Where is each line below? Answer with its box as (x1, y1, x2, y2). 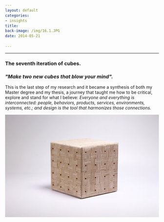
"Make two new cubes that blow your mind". (5, 73, 113, 80)
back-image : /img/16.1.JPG (5, 28, 60, 34)
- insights (5, 18, 27, 23)
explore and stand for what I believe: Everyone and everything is (5, 95, 135, 101)
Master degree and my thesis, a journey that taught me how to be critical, (5, 89, 153, 95)
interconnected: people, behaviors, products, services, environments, (5, 100, 145, 106)
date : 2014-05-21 (5, 34, 41, 39)
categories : (5, 13, 29, 18)
